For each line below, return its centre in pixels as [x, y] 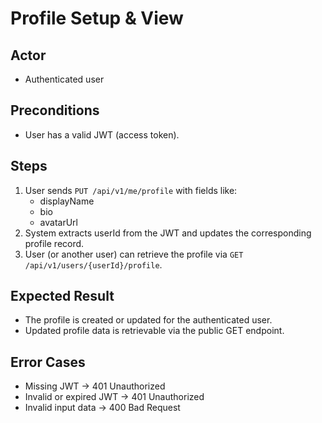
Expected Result [62, 296]
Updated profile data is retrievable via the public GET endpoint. [154, 331]
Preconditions [55, 110]
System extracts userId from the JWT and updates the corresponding [168, 233]
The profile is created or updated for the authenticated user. [148, 320]
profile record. [54, 243]
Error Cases [48, 362]
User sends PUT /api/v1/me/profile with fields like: [131, 190]
